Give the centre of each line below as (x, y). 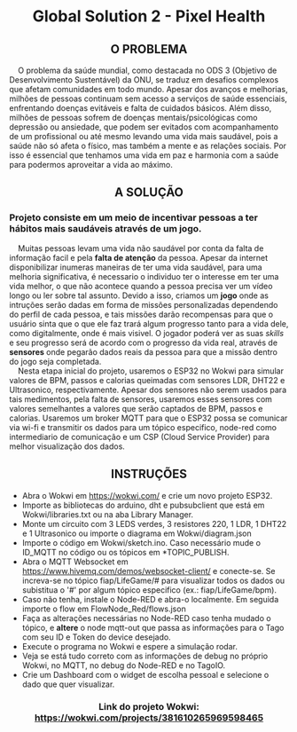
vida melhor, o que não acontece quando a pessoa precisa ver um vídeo (141, 286)
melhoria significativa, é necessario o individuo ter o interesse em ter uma (144, 276)
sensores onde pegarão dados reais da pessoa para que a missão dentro (143, 351)
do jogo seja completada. (55, 361)
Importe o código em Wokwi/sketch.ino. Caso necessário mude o (141, 542)
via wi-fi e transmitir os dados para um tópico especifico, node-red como (143, 427)
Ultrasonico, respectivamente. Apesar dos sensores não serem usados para (148, 390)
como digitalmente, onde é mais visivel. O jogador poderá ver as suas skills (147, 333)
